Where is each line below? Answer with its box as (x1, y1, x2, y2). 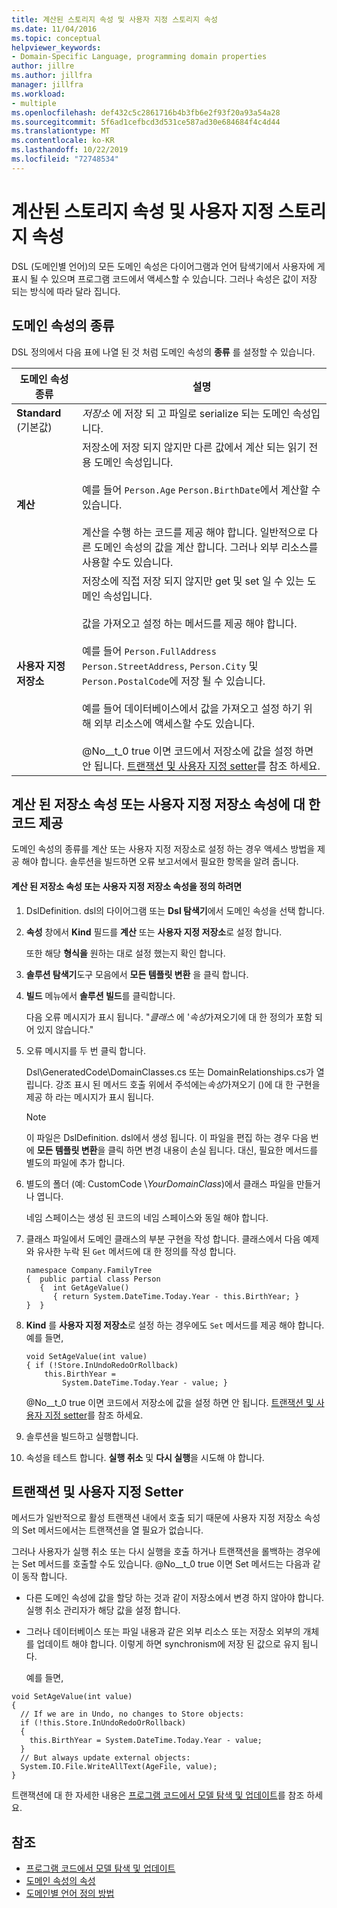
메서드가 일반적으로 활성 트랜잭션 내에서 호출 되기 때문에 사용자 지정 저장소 (11, 1512, 303, 1524)
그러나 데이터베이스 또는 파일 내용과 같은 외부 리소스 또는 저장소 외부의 (25, 1626, 301, 1638)
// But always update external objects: (20, 1753, 191, 1763)
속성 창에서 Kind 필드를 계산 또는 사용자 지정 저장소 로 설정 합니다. (25, 926, 283, 938)
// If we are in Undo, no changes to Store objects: (20, 1709, 245, 1720)
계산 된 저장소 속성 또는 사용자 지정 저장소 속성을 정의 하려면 (11, 880, 243, 892)
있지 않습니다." (36, 1023, 94, 1035)
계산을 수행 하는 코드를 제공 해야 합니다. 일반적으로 (82, 525, 307, 539)
